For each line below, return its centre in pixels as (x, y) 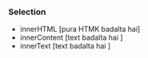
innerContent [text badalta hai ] (71, 37)
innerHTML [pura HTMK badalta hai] (80, 29)
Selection (27, 12)
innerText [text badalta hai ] (65, 46)
